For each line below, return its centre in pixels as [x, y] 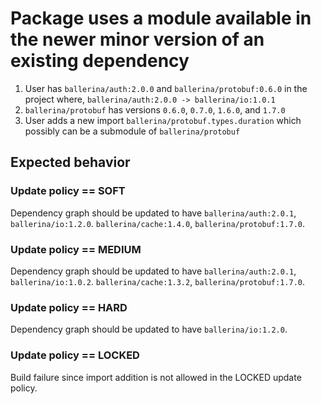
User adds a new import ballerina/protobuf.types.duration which [163, 120]
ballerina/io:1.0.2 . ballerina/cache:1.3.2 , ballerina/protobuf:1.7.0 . [158, 281]
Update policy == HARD [69, 307]
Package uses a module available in [161, 18]
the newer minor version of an [137, 39]
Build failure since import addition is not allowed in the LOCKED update [156, 377]
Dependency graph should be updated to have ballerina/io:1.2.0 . [149, 329]
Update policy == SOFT [68, 191]
